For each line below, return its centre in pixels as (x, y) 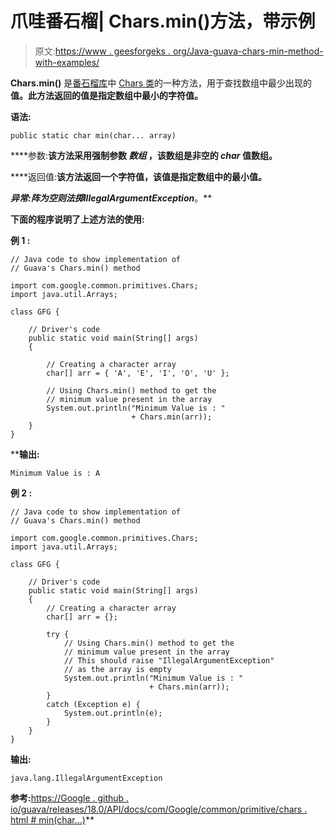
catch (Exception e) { (93, 704)
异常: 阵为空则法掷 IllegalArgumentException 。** (111, 198)
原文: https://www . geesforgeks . (102, 51)
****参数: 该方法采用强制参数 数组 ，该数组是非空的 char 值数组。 (144, 155)
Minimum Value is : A (55, 473)
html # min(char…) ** (52, 819)
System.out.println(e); (113, 713)
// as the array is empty (117, 669)
